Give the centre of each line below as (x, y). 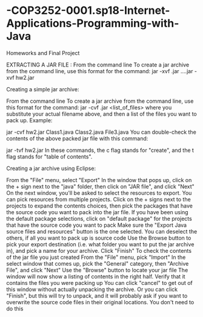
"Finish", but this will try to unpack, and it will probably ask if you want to (97, 296)
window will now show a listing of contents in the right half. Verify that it (96, 276)
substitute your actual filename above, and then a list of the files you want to (101, 114)
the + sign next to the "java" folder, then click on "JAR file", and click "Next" (101, 186)
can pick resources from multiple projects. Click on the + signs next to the (98, 199)
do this (15, 309)
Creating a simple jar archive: (43, 89)
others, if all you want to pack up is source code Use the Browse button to (99, 238)
